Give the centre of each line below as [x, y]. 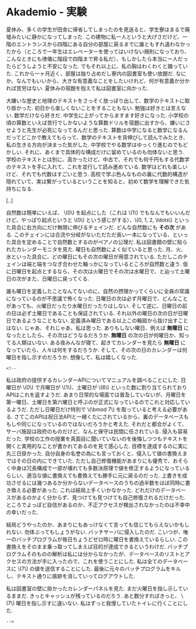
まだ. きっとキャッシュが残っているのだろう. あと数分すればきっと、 [98, 596]
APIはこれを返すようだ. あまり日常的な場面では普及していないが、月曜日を [96, 395]
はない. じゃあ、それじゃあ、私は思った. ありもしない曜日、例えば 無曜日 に [97, 328]
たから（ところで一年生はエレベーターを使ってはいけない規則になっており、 [98, 51]
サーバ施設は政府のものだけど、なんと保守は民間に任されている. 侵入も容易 [97, 431]
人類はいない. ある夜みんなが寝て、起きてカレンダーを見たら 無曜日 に [101, 342]
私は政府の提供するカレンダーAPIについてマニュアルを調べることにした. [93, 380]
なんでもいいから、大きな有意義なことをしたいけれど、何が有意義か [98, 80]
